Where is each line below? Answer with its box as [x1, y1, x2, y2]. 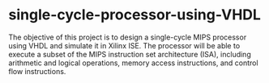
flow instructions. [8, 66, 66, 76]
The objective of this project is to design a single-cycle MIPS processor [8, 32, 247, 42]
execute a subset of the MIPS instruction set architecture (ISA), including [8, 49, 251, 59]
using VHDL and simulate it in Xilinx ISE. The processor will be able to [8, 40, 241, 50]
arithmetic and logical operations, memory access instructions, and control [8, 58, 258, 68]
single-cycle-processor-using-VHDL [8, 6, 262, 24]
